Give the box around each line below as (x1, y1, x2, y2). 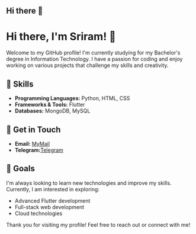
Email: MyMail (14, 140, 50, 147)
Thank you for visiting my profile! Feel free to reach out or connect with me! (6, 221, 191, 228)
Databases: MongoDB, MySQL (14, 107, 91, 114)
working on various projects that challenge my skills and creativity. (6, 62, 169, 69)
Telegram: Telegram (14, 146, 64, 153)
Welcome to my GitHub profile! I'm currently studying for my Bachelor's (6, 49, 181, 56)
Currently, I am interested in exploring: (6, 185, 99, 193)
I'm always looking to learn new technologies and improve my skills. (6, 179, 172, 187)
